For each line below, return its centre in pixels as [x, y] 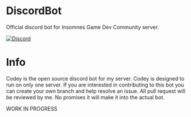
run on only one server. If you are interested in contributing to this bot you [95, 85]
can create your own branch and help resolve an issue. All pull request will [96, 91]
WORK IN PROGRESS [32, 108]
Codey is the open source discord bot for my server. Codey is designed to [95, 78]
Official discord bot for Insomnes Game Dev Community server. [83, 27]
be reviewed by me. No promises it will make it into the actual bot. [86, 97]
